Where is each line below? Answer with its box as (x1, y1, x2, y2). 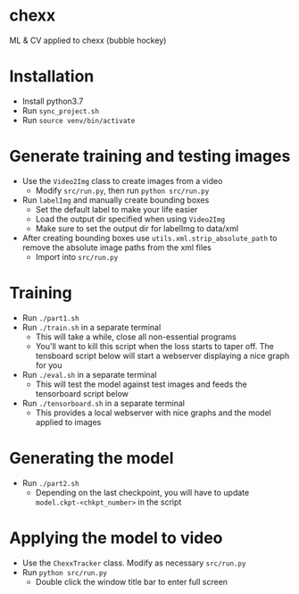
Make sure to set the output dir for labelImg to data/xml (35, 222, 239, 233)
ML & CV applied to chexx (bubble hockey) (9, 35, 167, 46)
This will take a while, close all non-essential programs (35, 331, 237, 342)
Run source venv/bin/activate (21, 114, 136, 125)
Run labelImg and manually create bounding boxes (21, 194, 210, 205)
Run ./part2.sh (21, 477, 79, 488)
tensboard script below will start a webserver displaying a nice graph (35, 350, 290, 361)
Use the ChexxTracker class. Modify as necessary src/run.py (21, 557, 246, 568)
